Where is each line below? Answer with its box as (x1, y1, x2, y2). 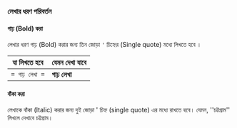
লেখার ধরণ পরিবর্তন (7, 6, 52, 16)
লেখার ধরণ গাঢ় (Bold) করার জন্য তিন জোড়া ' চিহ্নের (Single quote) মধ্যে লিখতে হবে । (7, 41, 202, 49)
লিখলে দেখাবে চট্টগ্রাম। (7, 114, 54, 122)
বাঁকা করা (7, 89, 25, 98)
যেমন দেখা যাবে (51, 58, 87, 68)
